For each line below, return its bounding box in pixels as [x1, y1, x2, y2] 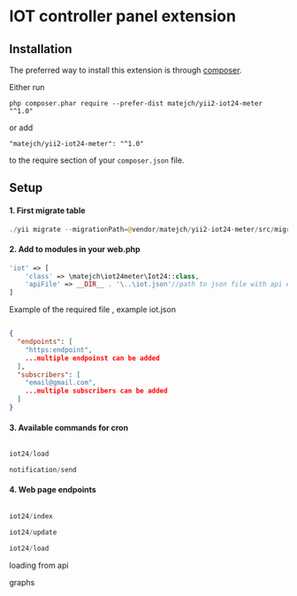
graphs [9, 577, 35, 587]
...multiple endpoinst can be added [25, 354, 161, 363]
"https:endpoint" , [25, 345, 93, 355]
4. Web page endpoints [9, 485, 97, 495]
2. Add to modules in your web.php [9, 244, 141, 255]
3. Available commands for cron [9, 422, 129, 432]
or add [9, 122, 34, 133]
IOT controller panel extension [9, 6, 237, 27]
